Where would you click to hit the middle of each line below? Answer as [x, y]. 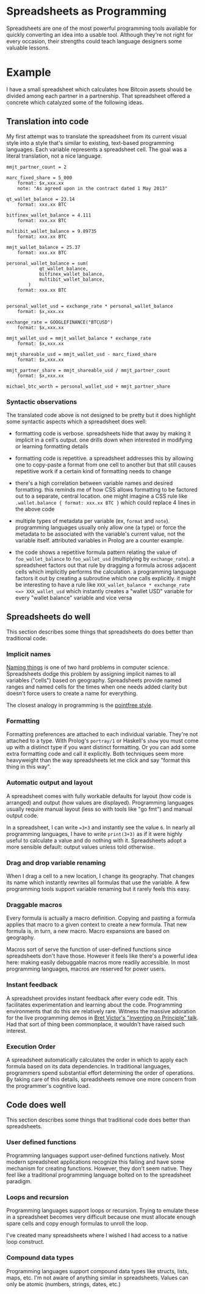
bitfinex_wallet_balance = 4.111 [49, 215]
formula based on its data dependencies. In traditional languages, [89, 1066]
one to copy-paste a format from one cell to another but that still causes [106, 464]
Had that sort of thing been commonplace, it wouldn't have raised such [95, 1024]
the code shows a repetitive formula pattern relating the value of [96, 552]
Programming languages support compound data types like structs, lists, [98, 1271]
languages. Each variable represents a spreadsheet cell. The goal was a [97, 149]
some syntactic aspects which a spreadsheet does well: [77, 421]
